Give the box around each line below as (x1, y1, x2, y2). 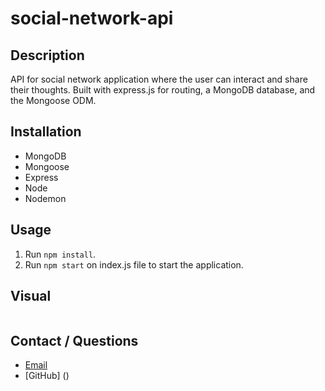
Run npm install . (24, 248, 97, 260)
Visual (10, 288, 52, 305)
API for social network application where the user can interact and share (10, 73, 308, 85)
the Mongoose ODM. (10, 95, 97, 106)
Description (10, 47, 85, 64)
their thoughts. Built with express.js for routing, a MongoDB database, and (10, 84, 316, 96)
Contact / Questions (10, 332, 139, 349)
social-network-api (10, 7, 174, 30)
